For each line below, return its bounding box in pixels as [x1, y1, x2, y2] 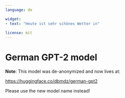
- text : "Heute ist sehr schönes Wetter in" [5, 21, 100, 26]
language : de [5, 7, 33, 13]
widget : [5, 16, 22, 22]
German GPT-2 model [5, 52, 97, 63]
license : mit [5, 30, 33, 35]
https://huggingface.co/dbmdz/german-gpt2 [5, 78, 98, 84]
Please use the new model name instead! [5, 88, 90, 94]
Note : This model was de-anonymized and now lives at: [5, 68, 120, 74]
